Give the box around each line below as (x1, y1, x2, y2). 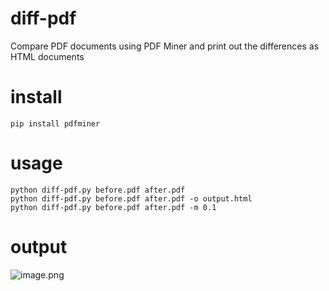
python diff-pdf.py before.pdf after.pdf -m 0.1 (10, 202, 217, 212)
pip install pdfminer (10, 118, 101, 129)
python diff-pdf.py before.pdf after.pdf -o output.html (10, 193, 253, 204)
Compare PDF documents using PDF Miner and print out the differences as (10, 40, 320, 52)
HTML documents (10, 50, 85, 62)
